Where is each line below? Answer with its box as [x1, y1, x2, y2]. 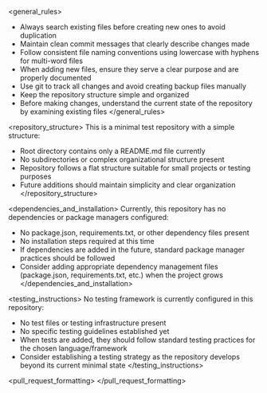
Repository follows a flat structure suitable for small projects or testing [19, 163, 251, 172]
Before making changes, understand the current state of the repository [19, 99, 253, 108]
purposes [19, 171, 52, 181]
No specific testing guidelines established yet [19, 327, 170, 336]
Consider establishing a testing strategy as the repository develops [19, 352, 241, 361]
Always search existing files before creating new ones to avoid [19, 22, 226, 31]
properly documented [19, 73, 92, 82]
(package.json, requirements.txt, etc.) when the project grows [19, 270, 223, 280]
